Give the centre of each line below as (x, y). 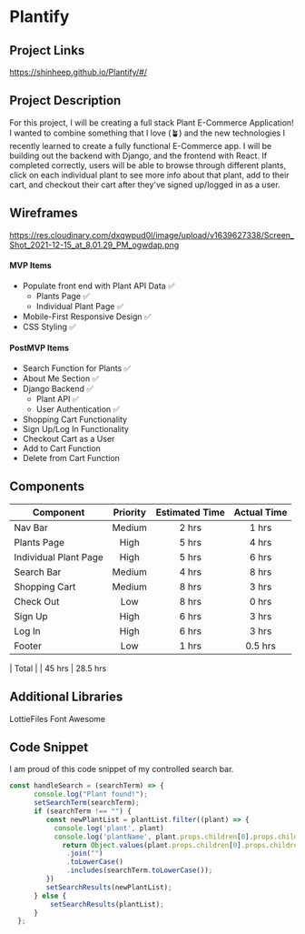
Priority (130, 512)
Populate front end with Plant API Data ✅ (98, 286)
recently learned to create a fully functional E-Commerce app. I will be (141, 146)
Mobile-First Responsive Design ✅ (87, 316)
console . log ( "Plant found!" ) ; (90, 794)
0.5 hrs (261, 646)
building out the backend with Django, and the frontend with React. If (138, 156)
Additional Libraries (66, 697)
